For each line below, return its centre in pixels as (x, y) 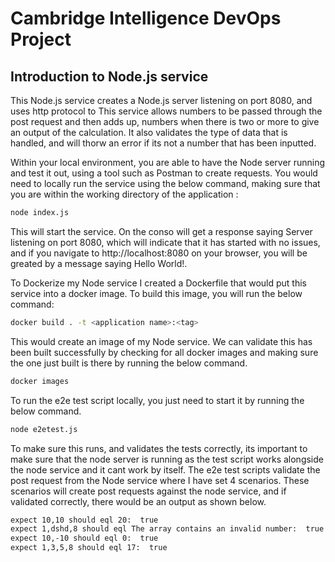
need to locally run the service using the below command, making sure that (165, 183)
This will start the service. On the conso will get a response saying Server (161, 231)
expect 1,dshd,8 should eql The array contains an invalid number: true (167, 529)
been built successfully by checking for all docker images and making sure (164, 352)
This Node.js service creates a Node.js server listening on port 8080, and (161, 100)
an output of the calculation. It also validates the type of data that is (149, 132)
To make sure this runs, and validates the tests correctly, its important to (159, 448)
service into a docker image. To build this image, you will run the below (156, 293)
